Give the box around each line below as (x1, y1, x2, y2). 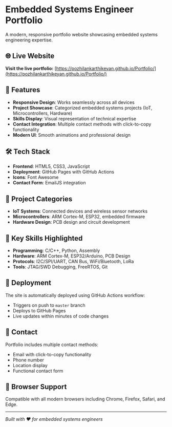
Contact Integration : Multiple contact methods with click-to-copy (12, 121, 152, 127)
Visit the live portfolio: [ (5, 65, 57, 71)
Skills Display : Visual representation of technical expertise (12, 115, 137, 121)
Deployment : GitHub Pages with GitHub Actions (12, 169, 114, 175)
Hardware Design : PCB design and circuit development (12, 219, 130, 225)
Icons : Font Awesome (12, 174, 59, 180)
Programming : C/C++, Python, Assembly (12, 247, 100, 253)
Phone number (12, 357, 45, 363)
